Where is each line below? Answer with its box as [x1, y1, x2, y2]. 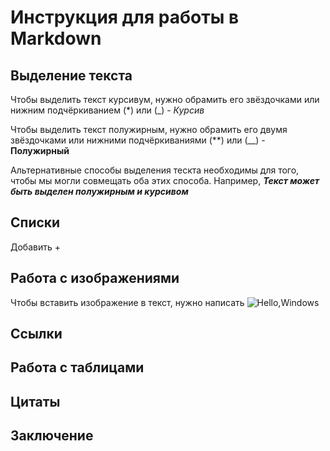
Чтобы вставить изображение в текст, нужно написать [10, 296, 245, 308]
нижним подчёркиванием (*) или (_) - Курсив [10, 104, 205, 116]
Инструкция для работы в [10, 6, 240, 29]
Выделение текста [10, 67, 133, 84]
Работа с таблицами [10, 359, 145, 376]
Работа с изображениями [10, 270, 180, 287]
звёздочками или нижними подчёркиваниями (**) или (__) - [10, 134, 266, 146]
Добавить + [10, 241, 61, 253]
